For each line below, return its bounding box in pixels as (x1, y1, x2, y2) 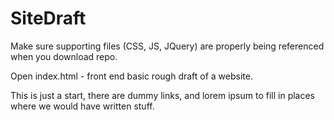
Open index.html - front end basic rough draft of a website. (10, 70, 253, 82)
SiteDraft (10, 7, 87, 30)
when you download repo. (10, 50, 118, 62)
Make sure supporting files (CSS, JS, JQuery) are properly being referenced (10, 40, 325, 52)
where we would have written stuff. (10, 100, 155, 112)
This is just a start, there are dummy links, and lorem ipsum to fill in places (10, 89, 315, 101)
